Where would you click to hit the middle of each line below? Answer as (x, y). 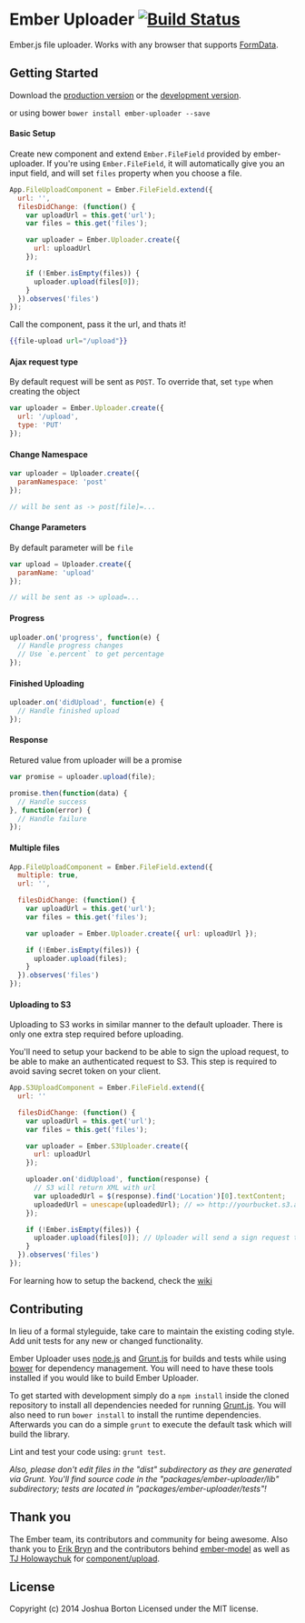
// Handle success (53, 801)
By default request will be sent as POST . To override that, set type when (142, 382)
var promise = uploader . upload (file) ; (83, 777)
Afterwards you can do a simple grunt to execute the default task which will (151, 1424)
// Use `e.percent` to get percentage (91, 655)
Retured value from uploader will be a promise (96, 760)
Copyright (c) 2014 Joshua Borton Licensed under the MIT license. (134, 1608)
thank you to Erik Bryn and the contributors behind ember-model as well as (150, 1548)
